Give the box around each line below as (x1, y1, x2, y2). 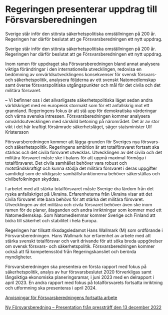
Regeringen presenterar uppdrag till (5, 4, 157, 15)
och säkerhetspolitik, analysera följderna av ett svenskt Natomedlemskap (5, 77, 156, 83)
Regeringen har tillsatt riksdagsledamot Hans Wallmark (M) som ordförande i (5, 227, 163, 233)
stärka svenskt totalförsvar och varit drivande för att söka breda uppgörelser (5, 238, 163, 244)
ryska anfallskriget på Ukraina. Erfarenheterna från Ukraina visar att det (5, 191, 152, 197)
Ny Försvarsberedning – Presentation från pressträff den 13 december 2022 (5, 304, 161, 310)
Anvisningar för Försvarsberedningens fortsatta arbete (5, 294, 117, 300)
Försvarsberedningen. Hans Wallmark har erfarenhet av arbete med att (5, 232, 151, 238)
